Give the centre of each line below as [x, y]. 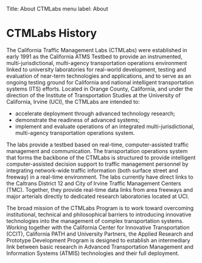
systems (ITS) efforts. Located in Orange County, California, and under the [100, 89]
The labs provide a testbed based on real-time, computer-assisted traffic [98, 145]
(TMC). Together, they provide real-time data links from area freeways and [100, 190]
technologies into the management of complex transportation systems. [95, 220]
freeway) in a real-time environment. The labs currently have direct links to [100, 177]
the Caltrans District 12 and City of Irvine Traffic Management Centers [94, 183]
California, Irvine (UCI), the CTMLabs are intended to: [73, 101]
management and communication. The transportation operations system [97, 151]
